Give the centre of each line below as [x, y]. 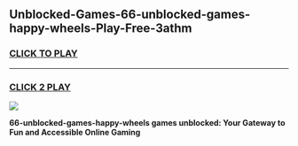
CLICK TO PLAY [43, 54]
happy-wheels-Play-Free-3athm [101, 29]
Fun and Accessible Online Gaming [75, 132]
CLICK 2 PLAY [40, 87]
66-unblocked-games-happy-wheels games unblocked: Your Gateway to [147, 122]
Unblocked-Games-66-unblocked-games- [130, 15]
